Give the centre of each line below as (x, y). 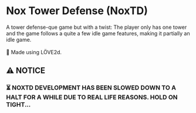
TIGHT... (18, 105)
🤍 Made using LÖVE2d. (34, 52)
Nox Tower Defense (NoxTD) (77, 11)
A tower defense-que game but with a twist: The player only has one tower (97, 27)
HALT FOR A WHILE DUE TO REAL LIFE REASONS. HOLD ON (92, 97)
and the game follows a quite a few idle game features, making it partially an (98, 33)
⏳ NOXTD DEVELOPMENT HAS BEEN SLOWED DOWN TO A (91, 88)
